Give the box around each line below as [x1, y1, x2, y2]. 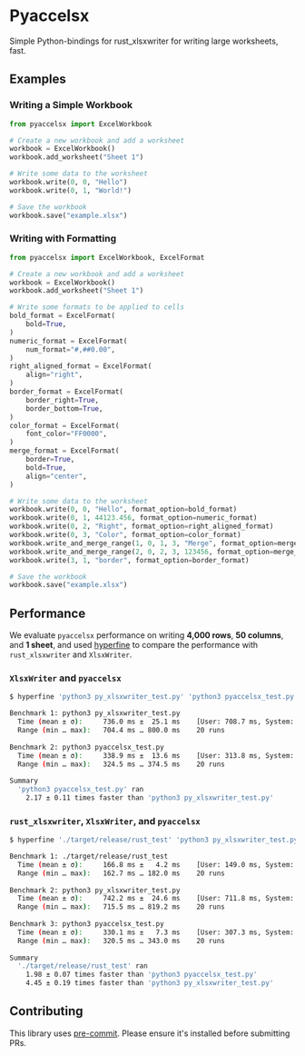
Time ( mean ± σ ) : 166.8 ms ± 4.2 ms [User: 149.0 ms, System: [17, 860, 295, 869]
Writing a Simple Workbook [9, 99, 133, 112]
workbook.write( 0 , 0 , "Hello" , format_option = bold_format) [9, 505, 238, 514]
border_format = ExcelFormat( [9, 387, 124, 396]
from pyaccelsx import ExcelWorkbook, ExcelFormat [9, 253, 205, 262]
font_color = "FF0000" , [25, 429, 107, 439]
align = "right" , [25, 370, 84, 380]
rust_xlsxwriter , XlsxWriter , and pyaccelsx [9, 814, 202, 827]
